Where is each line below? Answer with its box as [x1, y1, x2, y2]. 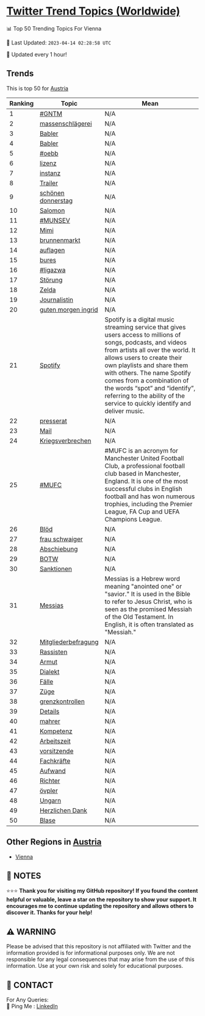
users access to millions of [104, 331, 181, 339]
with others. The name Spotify [104, 368, 191, 377]
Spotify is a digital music [104, 315, 175, 324]
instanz [39, 169, 61, 177]
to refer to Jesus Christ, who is [104, 597, 193, 606]
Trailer [39, 179, 58, 187]
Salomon [39, 206, 65, 215]
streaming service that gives [104, 323, 186, 331]
